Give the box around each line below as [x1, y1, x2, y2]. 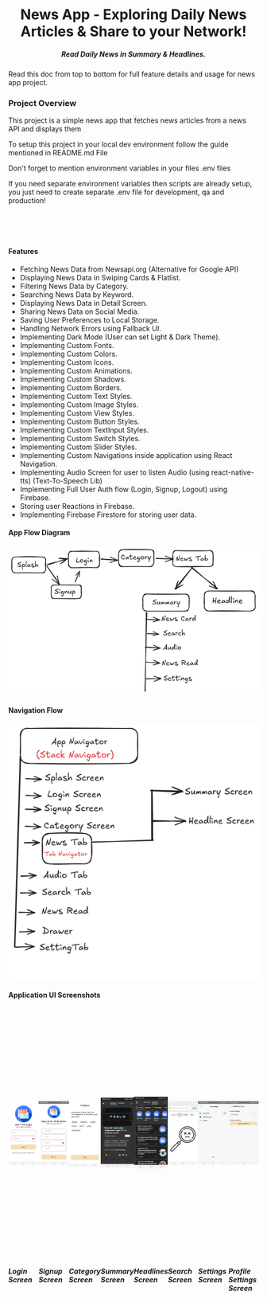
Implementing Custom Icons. [19, 357, 114, 367]
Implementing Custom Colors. [19, 349, 118, 358]
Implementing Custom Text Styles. [19, 391, 133, 401]
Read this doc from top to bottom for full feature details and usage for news [8, 69, 256, 79]
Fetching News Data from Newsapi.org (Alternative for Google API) [19, 264, 239, 274]
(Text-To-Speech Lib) [33, 475, 103, 485]
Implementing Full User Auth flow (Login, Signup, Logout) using [19, 484, 228, 494]
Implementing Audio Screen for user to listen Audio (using [19, 468, 210, 477]
